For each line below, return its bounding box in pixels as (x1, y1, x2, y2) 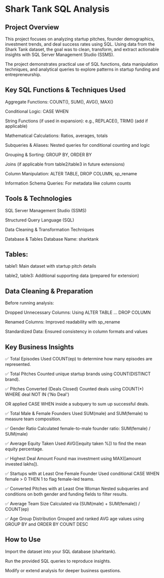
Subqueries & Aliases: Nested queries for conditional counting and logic (5, 142, 150, 148)
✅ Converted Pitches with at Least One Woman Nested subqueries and (5, 486, 148, 492)
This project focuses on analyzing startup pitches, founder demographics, (5, 36, 155, 42)
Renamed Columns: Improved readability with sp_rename (5, 319, 120, 325)
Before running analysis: (5, 300, 54, 306)
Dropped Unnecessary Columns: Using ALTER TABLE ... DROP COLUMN (5, 309, 151, 315)
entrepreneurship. (5, 72, 42, 77)
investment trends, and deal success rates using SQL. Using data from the (5, 41, 155, 47)
